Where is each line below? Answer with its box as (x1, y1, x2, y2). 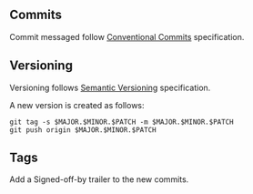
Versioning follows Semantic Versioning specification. (9, 82, 211, 93)
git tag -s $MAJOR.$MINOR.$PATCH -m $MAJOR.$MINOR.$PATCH (9, 117, 234, 127)
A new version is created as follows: (9, 99, 145, 110)
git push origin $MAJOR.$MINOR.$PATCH (9, 125, 157, 135)
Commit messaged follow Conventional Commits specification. (9, 31, 245, 42)
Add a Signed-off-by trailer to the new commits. (9, 174, 189, 185)
